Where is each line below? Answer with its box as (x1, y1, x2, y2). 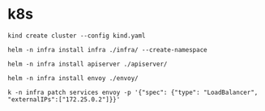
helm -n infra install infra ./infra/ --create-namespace (7, 45, 207, 53)
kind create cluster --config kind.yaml (7, 32, 147, 40)
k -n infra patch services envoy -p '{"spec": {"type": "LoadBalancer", (7, 88, 259, 96)
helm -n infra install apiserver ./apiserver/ (7, 60, 168, 68)
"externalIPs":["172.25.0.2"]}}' (7, 95, 121, 104)
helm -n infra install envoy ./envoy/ (7, 74, 139, 82)
